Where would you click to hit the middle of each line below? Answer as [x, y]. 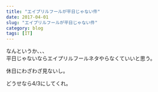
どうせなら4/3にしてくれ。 [39, 84]
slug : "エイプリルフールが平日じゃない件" [52, 22]
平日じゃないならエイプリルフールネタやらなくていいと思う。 [81, 58]
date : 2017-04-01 [27, 17]
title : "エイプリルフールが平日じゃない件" [53, 11]
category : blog [25, 28]
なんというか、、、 [27, 51]
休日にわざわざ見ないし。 [37, 71]
